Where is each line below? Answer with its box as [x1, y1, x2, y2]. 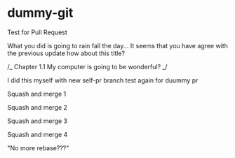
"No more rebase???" [7, 143, 69, 152]
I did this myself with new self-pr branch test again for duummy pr [7, 76, 199, 85]
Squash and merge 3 [7, 117, 68, 125]
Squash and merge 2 [7, 103, 68, 111]
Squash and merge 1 [7, 89, 67, 98]
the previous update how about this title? [7, 49, 125, 57]
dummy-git [7, 5, 74, 21]
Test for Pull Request [7, 28, 68, 36]
